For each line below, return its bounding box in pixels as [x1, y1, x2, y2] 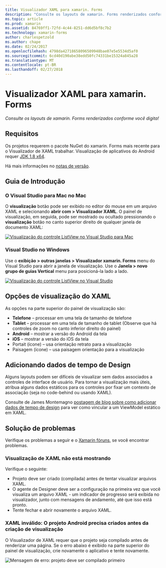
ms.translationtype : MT [5, 58, 54, 63]
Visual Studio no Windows [5, 246, 70, 253]
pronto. [12, 502, 27, 508]
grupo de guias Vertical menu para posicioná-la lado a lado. [5, 268, 128, 274]
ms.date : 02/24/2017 [5, 44, 48, 49]
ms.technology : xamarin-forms [5, 30, 68, 35]
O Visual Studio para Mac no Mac [5, 192, 86, 199]
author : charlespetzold [5, 35, 54, 40]
